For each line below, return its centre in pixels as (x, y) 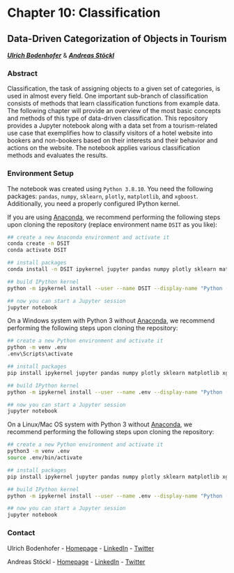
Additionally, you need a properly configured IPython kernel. (94, 203)
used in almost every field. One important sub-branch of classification (108, 96)
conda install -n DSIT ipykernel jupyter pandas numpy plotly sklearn (112, 269)
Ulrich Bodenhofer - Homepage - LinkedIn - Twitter (81, 548)
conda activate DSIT (37, 250)
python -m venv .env (37, 348)
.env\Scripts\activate (40, 354)
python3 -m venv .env (39, 452)
